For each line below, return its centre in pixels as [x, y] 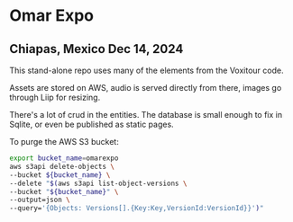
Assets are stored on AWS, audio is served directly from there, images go [146, 88]
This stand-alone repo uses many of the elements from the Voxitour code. [146, 70]
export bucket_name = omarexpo [64, 158]
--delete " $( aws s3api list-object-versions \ [98, 183]
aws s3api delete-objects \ [62, 166]
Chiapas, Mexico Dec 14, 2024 [96, 49]
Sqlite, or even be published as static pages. [92, 124]
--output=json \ [40, 200]
